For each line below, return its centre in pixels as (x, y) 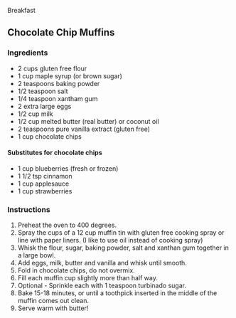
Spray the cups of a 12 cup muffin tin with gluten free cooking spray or (121, 233)
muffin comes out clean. (53, 301)
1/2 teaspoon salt (43, 91)
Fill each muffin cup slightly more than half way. (87, 278)
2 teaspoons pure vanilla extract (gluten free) (84, 129)
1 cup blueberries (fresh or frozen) (68, 168)
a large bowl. (37, 255)
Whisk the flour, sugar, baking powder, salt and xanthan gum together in (123, 248)
